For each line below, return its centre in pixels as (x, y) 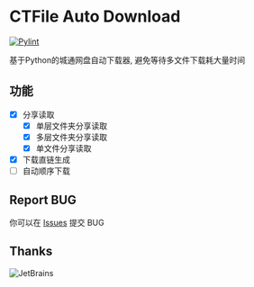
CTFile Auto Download (95, 17)
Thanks (31, 251)
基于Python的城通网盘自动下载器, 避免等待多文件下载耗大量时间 (127, 59)
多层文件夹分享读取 (72, 137)
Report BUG (43, 200)
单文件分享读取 (63, 148)
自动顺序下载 (46, 171)
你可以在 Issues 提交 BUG (57, 222)
